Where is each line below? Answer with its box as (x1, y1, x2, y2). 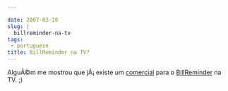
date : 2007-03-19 (7, 16, 59, 23)
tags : (7, 36, 23, 43)
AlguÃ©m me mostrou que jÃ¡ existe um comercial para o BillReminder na (7, 68, 222, 76)
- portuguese (10, 43, 49, 50)
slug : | (7, 22, 30, 30)
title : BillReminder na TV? (7, 49, 90, 56)
